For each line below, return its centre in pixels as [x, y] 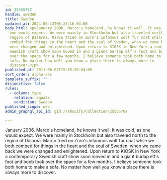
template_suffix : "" [27, 79]
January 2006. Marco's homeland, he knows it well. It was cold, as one [78, 130]
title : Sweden [20, 19]
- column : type [25, 93]
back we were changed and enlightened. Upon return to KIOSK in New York [83, 151]
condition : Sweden [33, 102]
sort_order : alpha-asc [29, 75]
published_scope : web [28, 107]
